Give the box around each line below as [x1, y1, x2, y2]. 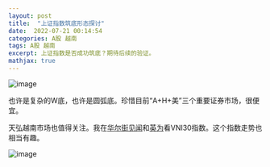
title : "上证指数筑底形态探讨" [8, 19, 105, 27]
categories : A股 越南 [8, 34, 77, 43]
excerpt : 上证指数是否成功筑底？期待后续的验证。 [8, 49, 156, 57]
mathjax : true [8, 57, 56, 65]
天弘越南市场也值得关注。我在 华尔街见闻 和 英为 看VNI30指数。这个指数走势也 [8, 123, 263, 132]
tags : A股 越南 [8, 42, 56, 50]
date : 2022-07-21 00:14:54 [8, 27, 103, 35]
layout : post [8, 11, 52, 20]
